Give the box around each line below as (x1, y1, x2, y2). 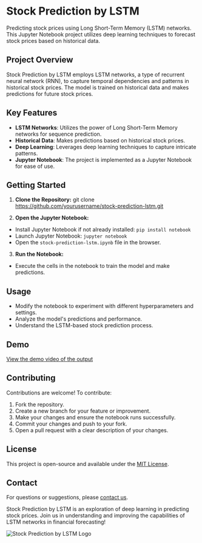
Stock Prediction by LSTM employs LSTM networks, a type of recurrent (6, 71, 185, 78)
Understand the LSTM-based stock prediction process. (15, 322, 153, 329)
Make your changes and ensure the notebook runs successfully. (15, 413, 176, 421)
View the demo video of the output (6, 356, 93, 362)
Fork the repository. (15, 401, 65, 408)
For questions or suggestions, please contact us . (6, 494, 129, 501)
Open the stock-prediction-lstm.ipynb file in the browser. (15, 239, 161, 246)
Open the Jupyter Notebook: (15, 214, 89, 222)
